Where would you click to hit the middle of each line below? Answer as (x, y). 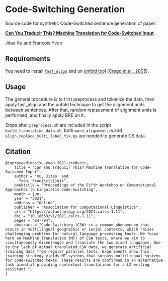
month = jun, (28, 194)
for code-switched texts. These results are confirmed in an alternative (84, 261)
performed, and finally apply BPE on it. (45, 115)
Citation (18, 151)
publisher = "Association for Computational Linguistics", (77, 207)
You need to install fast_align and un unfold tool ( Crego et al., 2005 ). (77, 71)
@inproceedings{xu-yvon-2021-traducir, (47, 163)
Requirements (28, 59)
